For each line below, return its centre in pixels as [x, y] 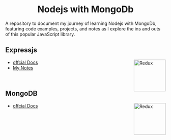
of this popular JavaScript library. [40, 34]
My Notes [23, 67]
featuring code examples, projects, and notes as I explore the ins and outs [83, 28]
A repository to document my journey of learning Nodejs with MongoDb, [81, 23]
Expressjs [21, 50]
